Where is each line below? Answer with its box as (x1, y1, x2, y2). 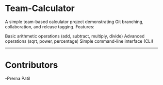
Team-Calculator (5, 3, 75, 14)
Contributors (5, 60, 58, 71)
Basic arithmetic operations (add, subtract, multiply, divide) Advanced (5, 33, 145, 39)
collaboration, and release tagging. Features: (5, 24, 95, 29)
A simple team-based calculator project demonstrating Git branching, (5, 19, 144, 24)
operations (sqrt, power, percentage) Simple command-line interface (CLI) (5, 38, 154, 44)
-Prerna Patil (5, 75, 31, 81)
